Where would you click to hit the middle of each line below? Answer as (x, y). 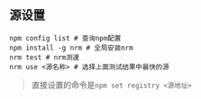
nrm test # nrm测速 (45, 57)
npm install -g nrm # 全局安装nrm (71, 48)
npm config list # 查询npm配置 (65, 38)
